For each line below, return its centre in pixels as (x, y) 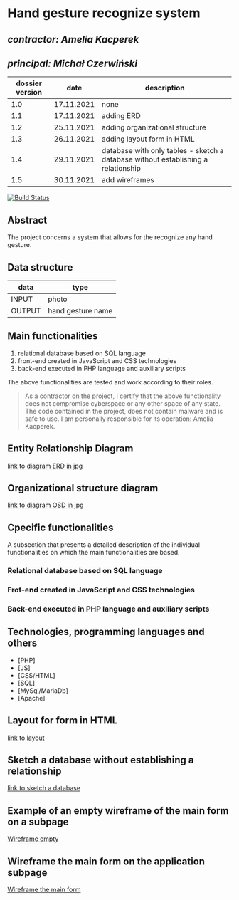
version (29, 93)
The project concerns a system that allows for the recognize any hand (110, 237)
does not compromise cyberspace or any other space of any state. (122, 403)
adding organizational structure (154, 127)
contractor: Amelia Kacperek (73, 40)
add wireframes (128, 180)
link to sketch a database (44, 788)
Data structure (40, 267)
